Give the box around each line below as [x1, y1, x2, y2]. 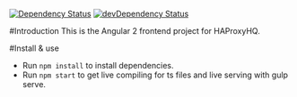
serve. [22, 79, 47, 89]
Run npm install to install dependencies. [22, 61, 174, 70]
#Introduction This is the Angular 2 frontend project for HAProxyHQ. [9, 26, 260, 36]
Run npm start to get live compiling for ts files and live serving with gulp [22, 69, 289, 80]
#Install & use [9, 43, 60, 53]
